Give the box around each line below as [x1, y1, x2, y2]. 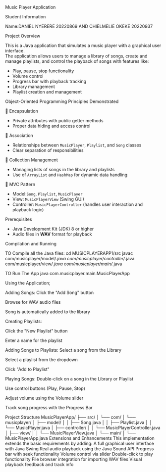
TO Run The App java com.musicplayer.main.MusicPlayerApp [5, 271, 130, 276]
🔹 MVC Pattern [5, 182, 36, 187]
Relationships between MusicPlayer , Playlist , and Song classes [12, 142, 142, 148]
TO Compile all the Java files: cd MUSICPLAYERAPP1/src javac [5, 250, 133, 256]
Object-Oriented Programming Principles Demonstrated [5, 98, 119, 104]
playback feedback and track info [5, 462, 74, 467]
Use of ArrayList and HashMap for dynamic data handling [12, 172, 128, 178]
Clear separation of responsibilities [12, 147, 84, 153]
